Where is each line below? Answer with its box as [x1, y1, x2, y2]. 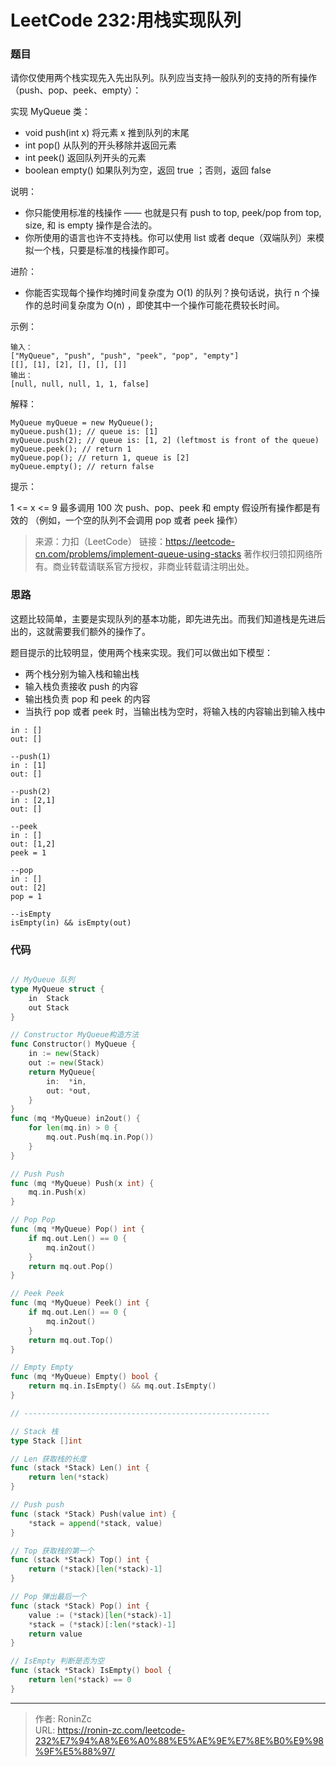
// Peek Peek [10, 1289, 65, 1299]
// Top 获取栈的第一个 [10, 1546, 95, 1556]
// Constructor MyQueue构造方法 [10, 1030, 140, 1040]
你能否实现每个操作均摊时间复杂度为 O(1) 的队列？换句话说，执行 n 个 [24, 287, 312, 299]
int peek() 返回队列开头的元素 [24, 152, 147, 164]
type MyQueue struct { [10, 984, 105, 994]
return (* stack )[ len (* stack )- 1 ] [28, 1564, 163, 1575]
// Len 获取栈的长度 [10, 1454, 87, 1464]
